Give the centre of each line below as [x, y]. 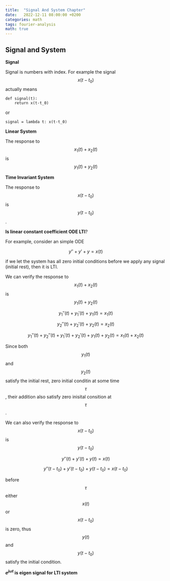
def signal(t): [21, 98]
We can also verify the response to [42, 423]
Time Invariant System [30, 177]
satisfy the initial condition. [34, 562]
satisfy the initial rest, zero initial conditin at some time [62, 381]
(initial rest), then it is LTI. [32, 267]
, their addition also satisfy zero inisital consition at [58, 397]
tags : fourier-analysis [31, 24]
